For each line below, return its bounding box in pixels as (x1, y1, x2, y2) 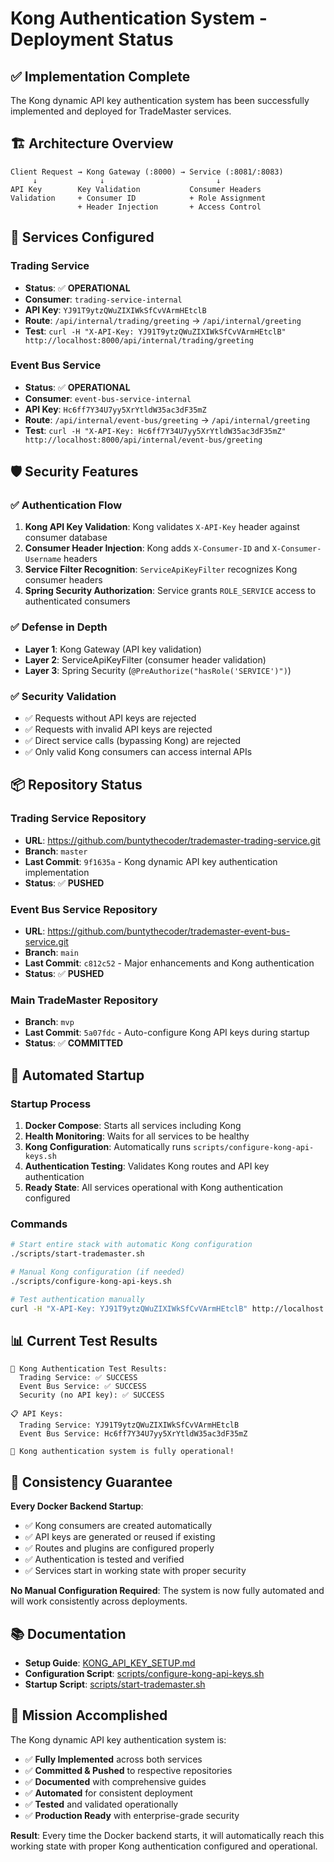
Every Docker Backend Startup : (10, 1500, 144, 1512)
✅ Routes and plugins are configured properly (24, 1542, 215, 1554)
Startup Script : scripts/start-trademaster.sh (24, 1678, 206, 1691)
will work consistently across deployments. (10, 1595, 188, 1607)
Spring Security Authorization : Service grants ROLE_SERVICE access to (24, 585, 317, 597)
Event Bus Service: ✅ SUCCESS (19, 1382, 147, 1392)
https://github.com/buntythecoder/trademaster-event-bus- (47, 925, 291, 937)
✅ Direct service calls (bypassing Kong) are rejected (24, 735, 242, 747)
